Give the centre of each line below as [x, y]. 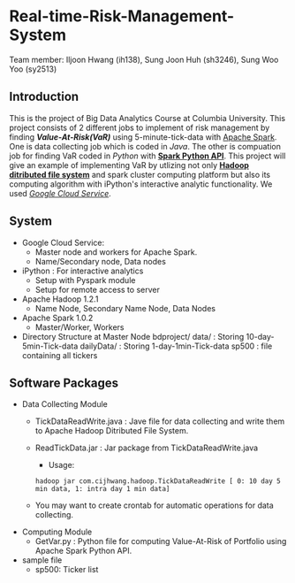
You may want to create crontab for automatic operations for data [154, 505]
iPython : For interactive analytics [83, 271]
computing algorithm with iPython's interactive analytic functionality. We [141, 184]
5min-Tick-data [50, 346]
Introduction [44, 97]
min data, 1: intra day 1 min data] [102, 489]
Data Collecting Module [64, 404]
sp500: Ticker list [67, 570]
